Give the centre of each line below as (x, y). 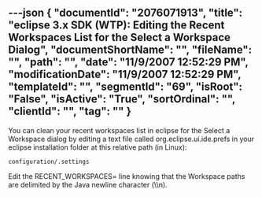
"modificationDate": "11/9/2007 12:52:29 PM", (125, 74)
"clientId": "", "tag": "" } (70, 112)
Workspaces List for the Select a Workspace (119, 37)
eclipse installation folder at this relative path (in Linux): (98, 147)
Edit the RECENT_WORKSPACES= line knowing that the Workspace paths (127, 176)
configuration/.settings (49, 162)
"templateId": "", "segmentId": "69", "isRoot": (125, 87)
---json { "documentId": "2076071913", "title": (125, 13)
